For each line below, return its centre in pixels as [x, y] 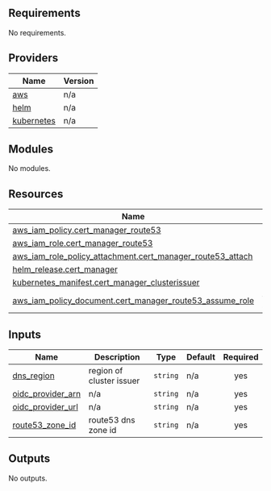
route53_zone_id [44, 425]
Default [201, 357]
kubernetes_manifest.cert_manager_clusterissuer [106, 283]
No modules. [29, 169]
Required [241, 357]
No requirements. [38, 32]
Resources [36, 194]
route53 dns [112, 420]
